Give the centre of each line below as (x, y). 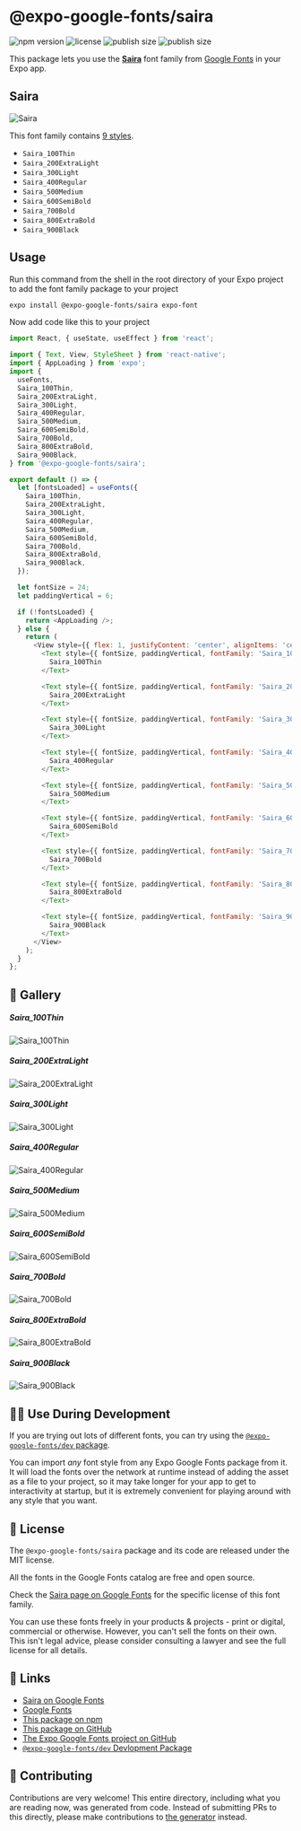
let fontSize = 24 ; (54, 588)
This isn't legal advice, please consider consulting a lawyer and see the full (148, 1641)
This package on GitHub (67, 1729)
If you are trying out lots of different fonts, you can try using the (127, 1436)
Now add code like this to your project (80, 322)
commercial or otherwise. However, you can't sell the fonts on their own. (143, 1632)
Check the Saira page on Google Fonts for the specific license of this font (145, 1595)
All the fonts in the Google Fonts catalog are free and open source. (132, 1578)
